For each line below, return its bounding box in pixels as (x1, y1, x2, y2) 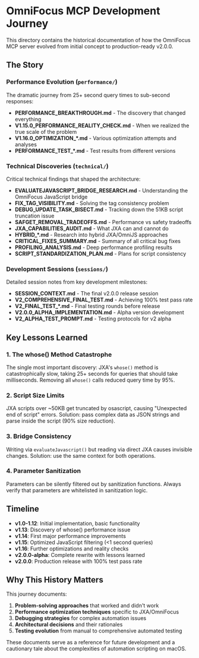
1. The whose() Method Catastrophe (6, 350, 112, 358)
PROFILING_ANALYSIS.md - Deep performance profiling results (14, 244, 172, 251)
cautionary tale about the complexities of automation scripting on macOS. (6, 645, 187, 652)
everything (14, 115, 42, 122)
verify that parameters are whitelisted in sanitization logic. (6, 486, 148, 494)
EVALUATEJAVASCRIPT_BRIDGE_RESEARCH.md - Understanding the (14, 187, 188, 194)
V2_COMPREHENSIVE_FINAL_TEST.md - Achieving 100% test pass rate (14, 296, 193, 304)
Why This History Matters (6, 575, 104, 585)
